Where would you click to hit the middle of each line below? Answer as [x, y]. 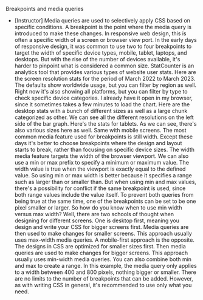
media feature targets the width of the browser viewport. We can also [101, 156]
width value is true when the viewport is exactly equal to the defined [100, 169]
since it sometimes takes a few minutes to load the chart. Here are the [102, 104]
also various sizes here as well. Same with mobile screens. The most [100, 130]
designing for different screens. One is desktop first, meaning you [97, 220]
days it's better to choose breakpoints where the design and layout [98, 143]
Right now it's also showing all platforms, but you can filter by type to [101, 91]
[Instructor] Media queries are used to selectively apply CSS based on [102, 20]
